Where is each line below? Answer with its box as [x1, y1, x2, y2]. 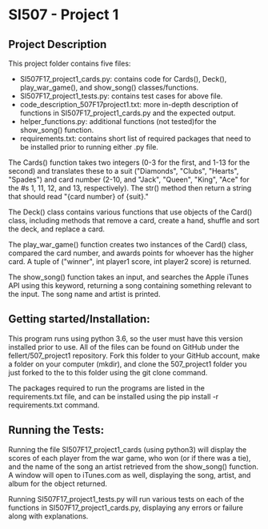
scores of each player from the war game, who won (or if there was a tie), [8, 453, 251, 463]
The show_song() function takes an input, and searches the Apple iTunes [8, 272, 250, 282]
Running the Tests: [8, 423, 105, 437]
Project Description [8, 38, 107, 51]
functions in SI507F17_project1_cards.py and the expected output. [19, 108, 236, 118]
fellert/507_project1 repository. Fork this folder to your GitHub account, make [8, 351, 260, 360]
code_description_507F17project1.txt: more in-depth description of [19, 100, 238, 109]
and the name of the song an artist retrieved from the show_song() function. [8, 462, 258, 471]
